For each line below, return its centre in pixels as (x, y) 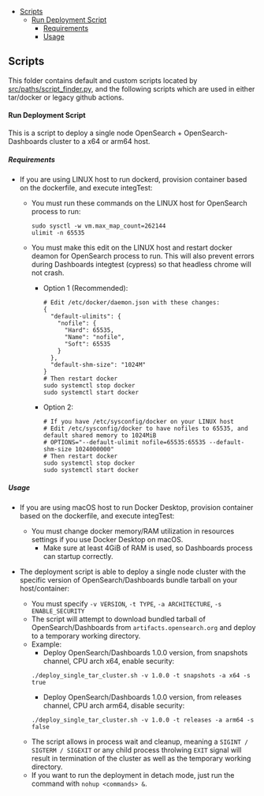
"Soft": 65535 (87, 344)
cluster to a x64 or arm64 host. (100, 141)
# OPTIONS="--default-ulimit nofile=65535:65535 (125, 442)
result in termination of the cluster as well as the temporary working (141, 758)
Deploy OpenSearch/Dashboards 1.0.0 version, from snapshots (145, 652)
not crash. (48, 273)
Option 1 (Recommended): (86, 288)
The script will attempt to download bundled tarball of (119, 619)
